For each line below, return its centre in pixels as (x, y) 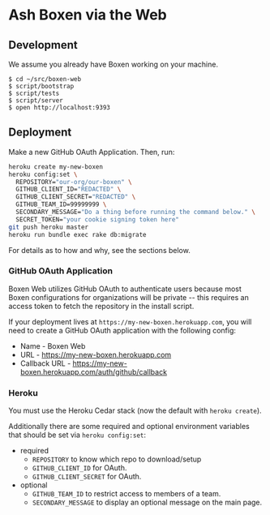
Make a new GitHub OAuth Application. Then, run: (92, 152)
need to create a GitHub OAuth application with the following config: (122, 330)
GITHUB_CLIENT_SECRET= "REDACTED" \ (76, 197)
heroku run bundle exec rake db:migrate (78, 234)
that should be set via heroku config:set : (77, 435)
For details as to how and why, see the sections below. (99, 250)
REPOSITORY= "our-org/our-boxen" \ (74, 182)
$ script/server (36, 101)
